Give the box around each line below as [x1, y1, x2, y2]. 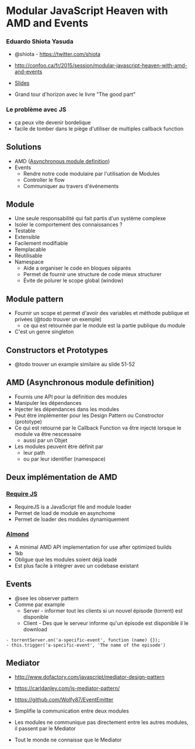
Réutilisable [14, 252, 43, 259]
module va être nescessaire [14, 430, 82, 437]
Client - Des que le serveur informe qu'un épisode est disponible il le [23, 619, 189, 627]
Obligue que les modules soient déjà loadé [14, 556, 117, 563]
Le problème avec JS [6, 105, 67, 114]
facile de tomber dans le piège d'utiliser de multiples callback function [14, 125, 184, 132]
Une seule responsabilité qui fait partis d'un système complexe [14, 215, 166, 222]
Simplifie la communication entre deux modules [14, 707, 130, 714]
